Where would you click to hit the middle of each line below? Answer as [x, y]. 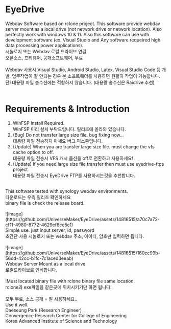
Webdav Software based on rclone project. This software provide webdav [83, 24]
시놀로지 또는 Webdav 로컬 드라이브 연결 [46, 51]
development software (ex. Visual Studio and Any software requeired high [83, 40]
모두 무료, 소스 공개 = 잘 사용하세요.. [41, 299]
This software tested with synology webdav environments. [67, 191]
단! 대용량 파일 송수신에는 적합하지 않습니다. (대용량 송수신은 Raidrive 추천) [80, 82]
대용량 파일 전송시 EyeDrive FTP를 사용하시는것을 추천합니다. [74, 176]
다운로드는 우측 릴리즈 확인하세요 [38, 197]
